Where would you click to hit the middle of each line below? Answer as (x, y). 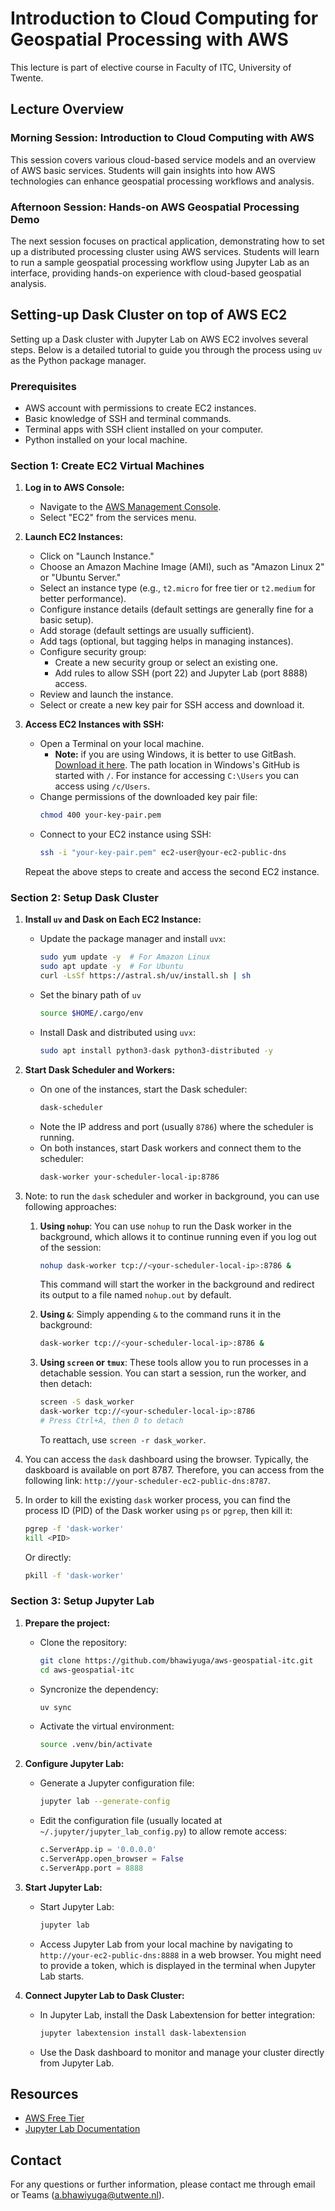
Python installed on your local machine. (106, 440)
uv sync (55, 1707)
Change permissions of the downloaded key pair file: (148, 797)
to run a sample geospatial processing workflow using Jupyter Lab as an (160, 262)
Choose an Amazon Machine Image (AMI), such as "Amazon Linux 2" (182, 567)
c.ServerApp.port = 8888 (91, 1868)
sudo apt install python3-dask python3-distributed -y (156, 1050)
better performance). (83, 599)
